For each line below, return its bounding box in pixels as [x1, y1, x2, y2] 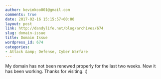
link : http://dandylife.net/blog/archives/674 [5, 26, 104, 31]
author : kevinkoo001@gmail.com [5, 7, 70, 12]
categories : [5, 44, 30, 49]
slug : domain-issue [5, 30, 46, 35]
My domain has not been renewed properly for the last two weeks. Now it [5, 63, 156, 69]
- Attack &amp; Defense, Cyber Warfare [5, 49, 88, 54]
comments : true [5, 12, 37, 17]
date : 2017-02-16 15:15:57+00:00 [5, 16, 75, 21]
